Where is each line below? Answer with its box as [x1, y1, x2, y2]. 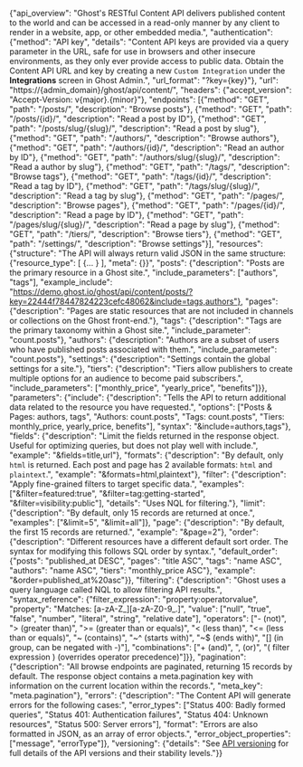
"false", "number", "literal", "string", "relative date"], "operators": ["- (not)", [9, 613, 287, 623]
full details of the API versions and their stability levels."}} [9, 748, 223, 758]
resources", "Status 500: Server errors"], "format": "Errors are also [9, 719, 259, 729]
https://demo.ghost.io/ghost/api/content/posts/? [13, 287, 194, 297]
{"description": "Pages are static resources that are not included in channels [9, 306, 294, 316]
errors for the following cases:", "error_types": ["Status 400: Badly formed [9, 700, 286, 710]
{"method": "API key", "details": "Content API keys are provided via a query [9, 36, 289, 47]
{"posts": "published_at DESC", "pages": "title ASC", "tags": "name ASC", [9, 555, 282, 566]
